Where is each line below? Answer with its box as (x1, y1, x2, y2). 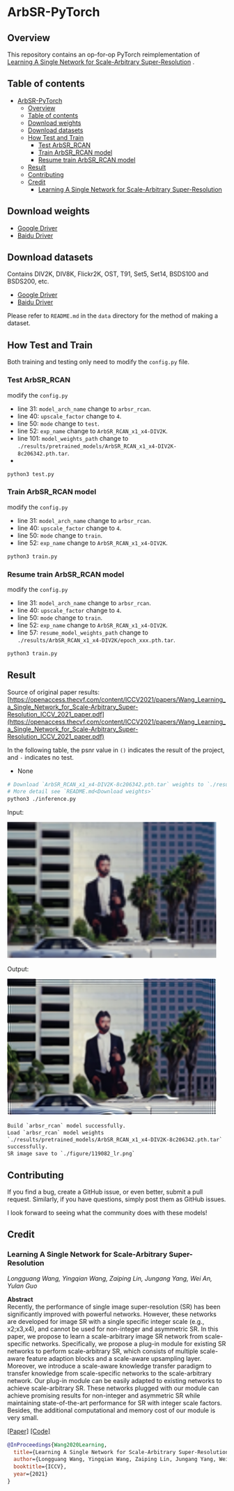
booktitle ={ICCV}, (13, 1463, 68, 1470)
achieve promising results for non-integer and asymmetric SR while (7, 1391, 201, 1400)
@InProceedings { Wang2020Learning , (7, 1441, 108, 1449)
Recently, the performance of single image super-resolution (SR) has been (7, 1302, 221, 1311)
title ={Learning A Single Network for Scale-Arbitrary (13, 1449, 176, 1455)
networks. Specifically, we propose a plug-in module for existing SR (31, 1339, 226, 1348)
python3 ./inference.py (7, 795, 77, 803)
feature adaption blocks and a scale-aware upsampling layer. (26, 1354, 202, 1362)
